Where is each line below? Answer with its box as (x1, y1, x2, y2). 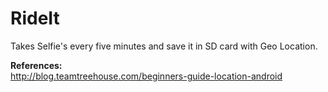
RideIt (10, 7, 60, 30)
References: (10, 59, 63, 71)
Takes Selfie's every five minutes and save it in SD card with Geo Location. (10, 40, 318, 52)
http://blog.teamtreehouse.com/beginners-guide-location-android (10, 70, 283, 82)
